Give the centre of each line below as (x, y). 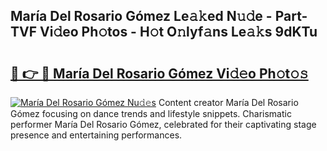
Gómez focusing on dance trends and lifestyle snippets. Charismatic (151, 113)
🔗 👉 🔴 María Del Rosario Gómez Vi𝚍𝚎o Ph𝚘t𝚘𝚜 (159, 73)
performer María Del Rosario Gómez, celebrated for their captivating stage (163, 124)
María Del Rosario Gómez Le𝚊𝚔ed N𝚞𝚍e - (141, 16)
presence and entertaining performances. (96, 135)
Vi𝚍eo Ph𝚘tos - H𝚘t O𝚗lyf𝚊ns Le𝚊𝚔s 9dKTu (178, 32)
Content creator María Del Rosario (228, 102)
